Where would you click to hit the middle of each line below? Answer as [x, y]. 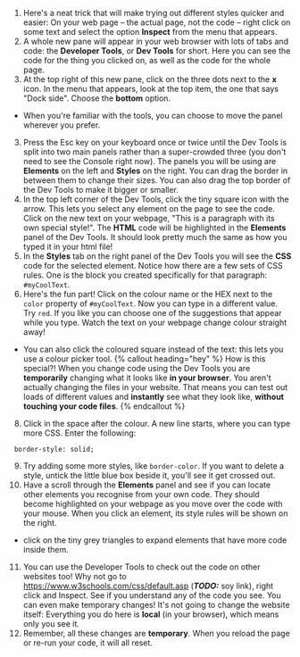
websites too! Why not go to [75, 576]
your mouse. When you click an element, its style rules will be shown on [155, 513]
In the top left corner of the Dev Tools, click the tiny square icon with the [156, 199]
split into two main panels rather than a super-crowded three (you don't [154, 152]
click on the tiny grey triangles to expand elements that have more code [155, 540]
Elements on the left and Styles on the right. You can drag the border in [155, 170]
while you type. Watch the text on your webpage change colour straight [155, 322]
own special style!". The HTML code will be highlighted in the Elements [154, 228]
